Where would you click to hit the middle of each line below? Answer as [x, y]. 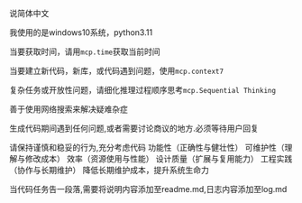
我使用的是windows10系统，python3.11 [81, 32]
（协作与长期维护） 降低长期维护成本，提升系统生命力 [109, 170]
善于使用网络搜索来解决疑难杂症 [69, 109]
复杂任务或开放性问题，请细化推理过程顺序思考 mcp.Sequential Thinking [143, 90]
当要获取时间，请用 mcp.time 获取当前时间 [85, 51]
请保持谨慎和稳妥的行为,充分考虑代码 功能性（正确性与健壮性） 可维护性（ [147, 148]
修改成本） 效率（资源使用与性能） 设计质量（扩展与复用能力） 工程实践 [159, 159]
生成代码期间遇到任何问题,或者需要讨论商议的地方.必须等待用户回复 [134, 128]
